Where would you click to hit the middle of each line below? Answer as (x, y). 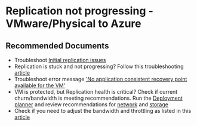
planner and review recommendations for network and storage (91, 105)
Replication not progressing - (79, 11)
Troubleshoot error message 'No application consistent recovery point (101, 79)
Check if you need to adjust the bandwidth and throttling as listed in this (103, 111)
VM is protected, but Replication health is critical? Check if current (96, 92)
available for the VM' (40, 85)
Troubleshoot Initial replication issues (60, 60)
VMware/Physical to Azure (73, 24)
